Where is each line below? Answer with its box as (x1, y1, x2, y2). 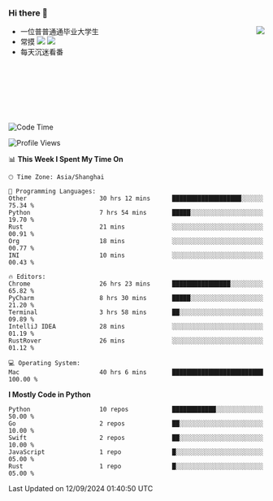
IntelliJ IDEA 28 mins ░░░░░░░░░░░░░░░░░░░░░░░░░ (8, 323, 264, 331)
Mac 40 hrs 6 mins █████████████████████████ (8, 368, 264, 377)
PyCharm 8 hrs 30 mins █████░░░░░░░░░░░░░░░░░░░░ (8, 294, 264, 303)
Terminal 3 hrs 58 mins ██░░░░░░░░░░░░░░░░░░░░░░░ (8, 308, 264, 316)
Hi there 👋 (8, 7, 49, 19)
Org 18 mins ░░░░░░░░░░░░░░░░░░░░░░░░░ (8, 237, 264, 246)
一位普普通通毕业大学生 (19, 27, 99, 37)
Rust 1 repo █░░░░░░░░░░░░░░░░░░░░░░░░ (8, 463, 264, 471)
